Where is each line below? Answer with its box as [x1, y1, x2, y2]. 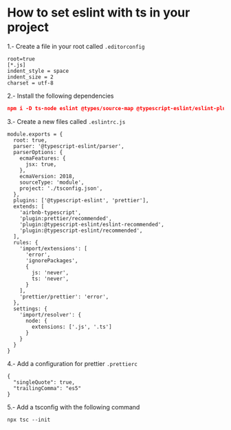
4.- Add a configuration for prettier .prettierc [7, 359, 137, 367]
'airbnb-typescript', [19, 208, 81, 216]
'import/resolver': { [19, 311, 81, 318]
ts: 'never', [32, 275, 69, 282]
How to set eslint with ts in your [7, 5, 190, 21]
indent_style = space [7, 67, 69, 74]
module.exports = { [7, 131, 63, 138]
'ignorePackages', [25, 257, 78, 264]
